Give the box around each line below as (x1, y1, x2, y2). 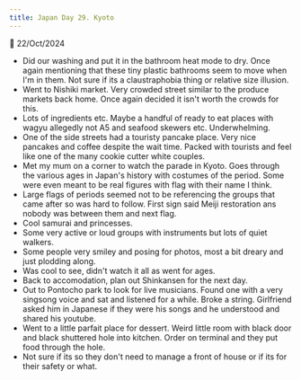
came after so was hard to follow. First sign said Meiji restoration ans (22, 199, 277, 209)
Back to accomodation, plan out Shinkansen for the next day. (22, 275, 249, 286)
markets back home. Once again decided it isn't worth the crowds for (22, 93, 279, 104)
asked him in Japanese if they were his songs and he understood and (22, 303, 280, 314)
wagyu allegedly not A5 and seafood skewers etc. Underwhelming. (22, 122, 271, 133)
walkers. (22, 236, 54, 247)
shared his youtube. (22, 313, 96, 323)
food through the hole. (22, 341, 106, 352)
